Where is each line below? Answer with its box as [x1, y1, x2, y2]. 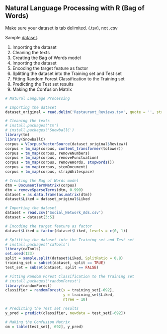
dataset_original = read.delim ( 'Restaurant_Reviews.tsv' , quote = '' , [5, 109, 155, 115]
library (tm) [5, 133, 30, 137]
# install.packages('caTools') [5, 242, 70, 247]
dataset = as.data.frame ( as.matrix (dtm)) [5, 192, 92, 197]
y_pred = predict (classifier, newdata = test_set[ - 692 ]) [5, 310, 126, 316]
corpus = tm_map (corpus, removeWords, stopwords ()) [5, 160, 114, 165]
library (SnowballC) [5, 136, 46, 142]
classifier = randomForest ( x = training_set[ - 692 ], [5, 288, 114, 293]
